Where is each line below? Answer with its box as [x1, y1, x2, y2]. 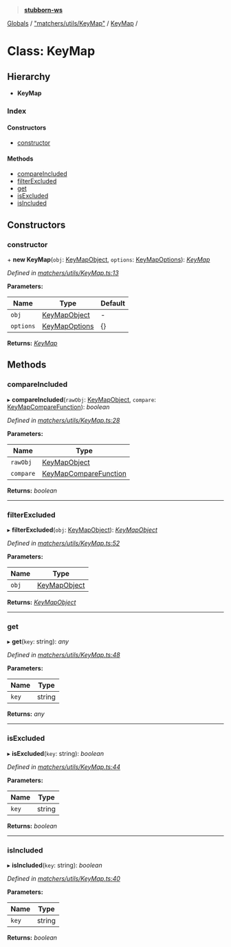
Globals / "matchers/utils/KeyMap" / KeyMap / [7, 19, 138, 27]
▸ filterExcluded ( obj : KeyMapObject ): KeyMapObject [7, 526, 158, 534]
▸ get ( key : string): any [7, 637, 69, 646]
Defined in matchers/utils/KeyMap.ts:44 [7, 762, 121, 771]
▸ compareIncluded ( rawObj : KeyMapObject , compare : [7, 395, 157, 403]
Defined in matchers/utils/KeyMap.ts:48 [7, 651, 120, 659]
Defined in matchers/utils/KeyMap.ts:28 [7, 416, 120, 424]
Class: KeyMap [7, 43, 96, 59]
